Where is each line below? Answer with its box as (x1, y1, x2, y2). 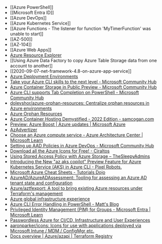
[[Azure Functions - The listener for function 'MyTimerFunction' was (10, 26, 151, 32)
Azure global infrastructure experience (10, 196, 90, 202)
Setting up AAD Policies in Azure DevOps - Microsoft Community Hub (10, 143, 154, 148)
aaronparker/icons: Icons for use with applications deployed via (10, 222, 141, 228)
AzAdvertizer (10, 127, 38, 132)
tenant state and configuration (10, 180, 73, 186)
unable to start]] (10, 31, 44, 37)
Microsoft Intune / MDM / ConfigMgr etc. (10, 228, 94, 233)
